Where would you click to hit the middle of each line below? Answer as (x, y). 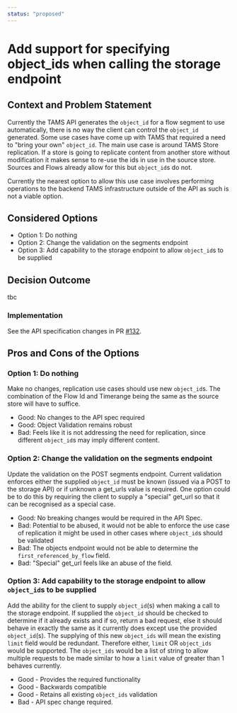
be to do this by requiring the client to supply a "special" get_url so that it (114, 496)
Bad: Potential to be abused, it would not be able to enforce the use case (123, 525)
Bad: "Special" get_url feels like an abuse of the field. (95, 563)
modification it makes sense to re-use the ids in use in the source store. (111, 159)
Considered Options (52, 218)
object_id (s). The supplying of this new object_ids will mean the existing (114, 635)
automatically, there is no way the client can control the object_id (103, 130)
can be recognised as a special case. (62, 504)
